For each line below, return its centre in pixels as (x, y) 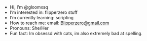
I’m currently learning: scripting (42, 18)
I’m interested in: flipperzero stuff (44, 12)
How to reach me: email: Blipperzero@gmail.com (59, 23)
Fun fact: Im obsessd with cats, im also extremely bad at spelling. (76, 33)
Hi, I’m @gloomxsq (29, 7)
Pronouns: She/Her (29, 28)
